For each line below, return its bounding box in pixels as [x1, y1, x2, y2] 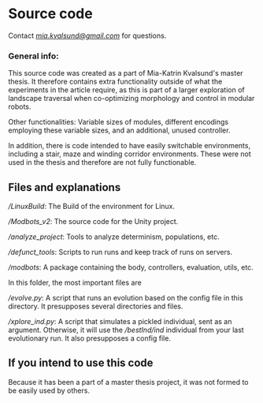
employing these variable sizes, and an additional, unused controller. [8, 125, 231, 135]
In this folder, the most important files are [8, 278, 142, 288]
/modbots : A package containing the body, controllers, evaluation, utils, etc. [8, 263, 254, 272]
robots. [8, 102, 31, 111]
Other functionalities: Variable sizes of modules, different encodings [8, 118, 229, 127]
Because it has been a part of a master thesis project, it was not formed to [8, 377, 249, 386]
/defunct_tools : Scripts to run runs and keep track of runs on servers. [8, 248, 233, 257]
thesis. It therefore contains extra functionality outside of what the [8, 76, 223, 87]
